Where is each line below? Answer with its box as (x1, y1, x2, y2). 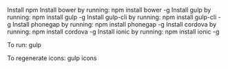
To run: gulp (7, 41, 41, 49)
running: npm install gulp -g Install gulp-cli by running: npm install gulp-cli (7, 13, 217, 21)
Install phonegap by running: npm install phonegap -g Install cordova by (12, 20, 217, 28)
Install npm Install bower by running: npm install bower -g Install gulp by (7, 6, 211, 14)
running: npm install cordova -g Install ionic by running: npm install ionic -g (7, 27, 220, 36)
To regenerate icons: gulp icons (7, 54, 97, 62)
